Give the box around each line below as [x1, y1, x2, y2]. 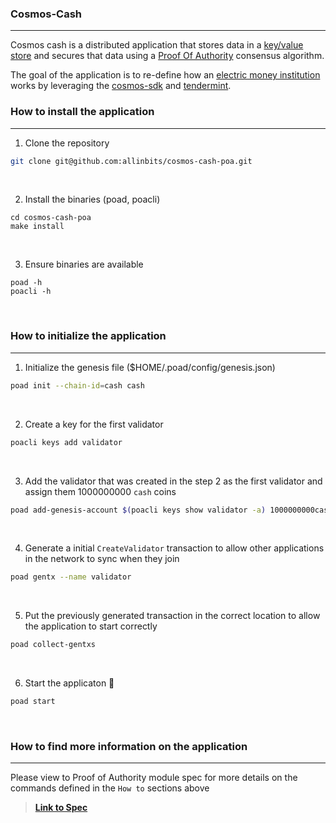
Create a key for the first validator [24, 418, 164, 430]
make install [10, 222, 65, 232]
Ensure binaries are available [24, 258, 144, 271]
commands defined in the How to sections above [10, 782, 210, 794]
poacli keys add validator [10, 437, 123, 447]
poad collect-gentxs [10, 640, 97, 650]
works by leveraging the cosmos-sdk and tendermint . [10, 80, 232, 92]
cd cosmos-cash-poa [10, 213, 92, 223]
